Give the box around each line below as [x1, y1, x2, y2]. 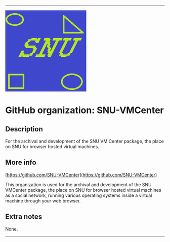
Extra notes [5, 213, 42, 221]
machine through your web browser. [5, 197, 81, 203]
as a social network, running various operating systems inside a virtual [5, 192, 152, 198]
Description [5, 125, 43, 133]
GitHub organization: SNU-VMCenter [5, 105, 164, 116]
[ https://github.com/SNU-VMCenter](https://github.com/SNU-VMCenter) [5, 171, 157, 178]
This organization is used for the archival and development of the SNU [5, 181, 152, 188]
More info [5, 158, 36, 167]
